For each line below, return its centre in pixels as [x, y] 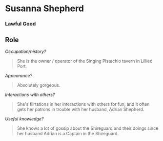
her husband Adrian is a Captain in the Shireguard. [68, 133]
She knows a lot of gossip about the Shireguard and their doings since [88, 128]
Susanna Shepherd [45, 9]
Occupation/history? [26, 51]
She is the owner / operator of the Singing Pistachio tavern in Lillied [85, 61]
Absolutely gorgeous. [39, 85]
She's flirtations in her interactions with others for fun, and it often [83, 104]
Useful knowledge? [24, 118]
